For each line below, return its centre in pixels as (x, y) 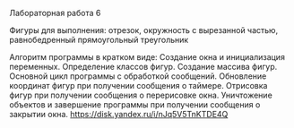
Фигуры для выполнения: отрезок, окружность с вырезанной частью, (144, 30)
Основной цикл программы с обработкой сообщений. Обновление (138, 76)
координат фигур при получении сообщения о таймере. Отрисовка (138, 85)
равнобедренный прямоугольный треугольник (99, 40)
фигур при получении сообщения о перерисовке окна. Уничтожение (141, 95)
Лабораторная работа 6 (55, 13)
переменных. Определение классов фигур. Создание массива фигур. (143, 67)
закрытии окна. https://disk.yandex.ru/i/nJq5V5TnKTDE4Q (119, 114)
